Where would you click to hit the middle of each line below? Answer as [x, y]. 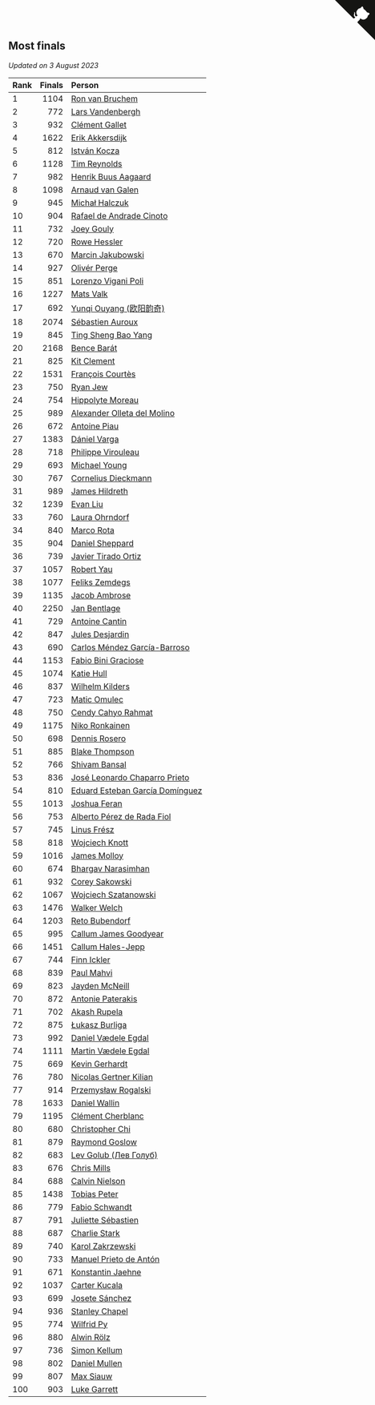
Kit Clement [93, 360]
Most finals [37, 46]
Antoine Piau [95, 426]
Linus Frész [93, 829]
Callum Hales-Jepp [108, 947]
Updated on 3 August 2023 [53, 65]
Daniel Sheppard [102, 543]
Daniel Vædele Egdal [110, 1037]
